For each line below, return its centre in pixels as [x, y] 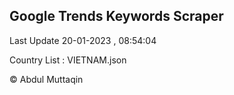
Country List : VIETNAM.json [68, 60]
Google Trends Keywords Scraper [116, 16]
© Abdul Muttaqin [46, 79]
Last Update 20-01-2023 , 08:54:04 [83, 40]
